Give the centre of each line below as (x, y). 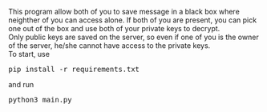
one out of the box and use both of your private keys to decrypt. (114, 28)
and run (21, 84)
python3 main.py (40, 100)
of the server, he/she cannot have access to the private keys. (109, 46)
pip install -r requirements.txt (74, 69)
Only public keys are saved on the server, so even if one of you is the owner (133, 37)
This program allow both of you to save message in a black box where (124, 12)
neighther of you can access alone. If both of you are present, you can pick (133, 20)
